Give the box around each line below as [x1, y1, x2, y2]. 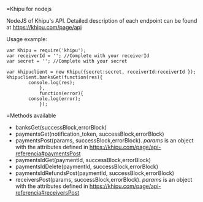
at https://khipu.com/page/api [6, 24, 82, 31]
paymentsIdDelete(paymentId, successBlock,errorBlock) [15, 163, 158, 170]
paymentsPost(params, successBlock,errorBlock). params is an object [15, 137, 194, 144]
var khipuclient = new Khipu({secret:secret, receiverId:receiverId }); [6, 69, 196, 75]
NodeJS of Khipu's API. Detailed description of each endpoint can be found [6, 17, 197, 24]
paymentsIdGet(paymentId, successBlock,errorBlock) [15, 157, 151, 163]
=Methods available [6, 112, 56, 119]
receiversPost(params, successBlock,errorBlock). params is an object [15, 176, 193, 183]
